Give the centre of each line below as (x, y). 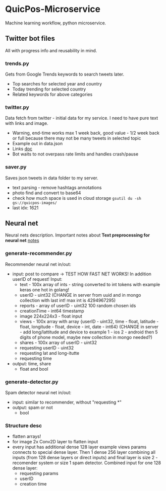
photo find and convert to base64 (47, 193)
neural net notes (22, 241)
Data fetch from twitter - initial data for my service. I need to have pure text (82, 118)
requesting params (39, 474)
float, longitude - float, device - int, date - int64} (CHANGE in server (89, 327)
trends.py (17, 63)
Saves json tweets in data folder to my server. (52, 178)
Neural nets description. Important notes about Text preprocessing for (78, 235)
